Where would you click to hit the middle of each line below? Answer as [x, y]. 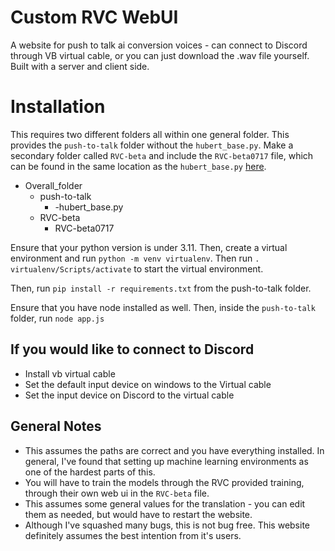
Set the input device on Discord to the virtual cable [129, 395]
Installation [58, 107]
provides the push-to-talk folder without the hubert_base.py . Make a [152, 145]
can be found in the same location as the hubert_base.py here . [138, 166]
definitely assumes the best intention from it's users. [133, 535]
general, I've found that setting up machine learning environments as [166, 461]
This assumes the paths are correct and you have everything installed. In [174, 450]
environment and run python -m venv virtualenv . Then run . [135, 258]
